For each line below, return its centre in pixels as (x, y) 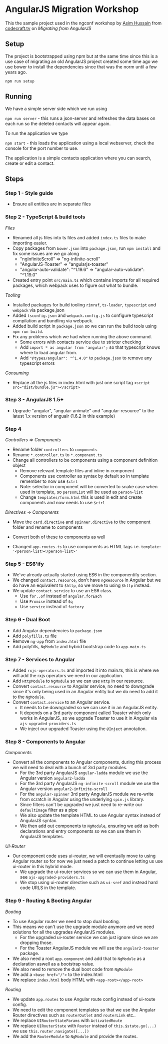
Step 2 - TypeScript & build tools (45, 217)
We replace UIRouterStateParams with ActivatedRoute (67, 1020)
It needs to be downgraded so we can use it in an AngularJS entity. (89, 708)
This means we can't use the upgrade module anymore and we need (83, 927)
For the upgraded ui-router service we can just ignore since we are (89, 937)
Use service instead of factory (52, 607)
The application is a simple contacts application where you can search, (78, 158)
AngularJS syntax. (38, 821)
